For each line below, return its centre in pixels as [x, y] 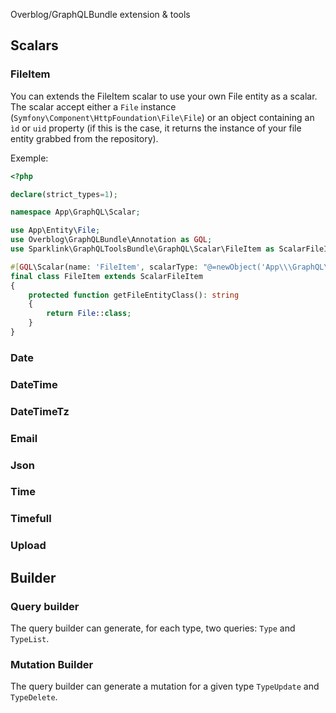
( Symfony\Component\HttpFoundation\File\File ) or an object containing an [162, 117]
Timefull [31, 519]
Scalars [34, 45]
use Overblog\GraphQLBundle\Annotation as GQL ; [111, 240]
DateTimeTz [40, 411]
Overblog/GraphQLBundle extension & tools [100, 14]
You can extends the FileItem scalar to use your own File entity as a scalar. [164, 96]
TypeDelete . [34, 697]
